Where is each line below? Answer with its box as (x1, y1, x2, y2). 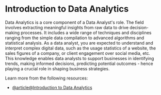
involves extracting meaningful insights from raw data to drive (5, 24, 129, 30)
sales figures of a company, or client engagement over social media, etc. (5, 50, 150, 56)
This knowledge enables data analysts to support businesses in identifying (5, 55, 154, 61)
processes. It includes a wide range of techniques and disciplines (20, 30, 152, 35)
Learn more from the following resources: (5, 75, 88, 81)
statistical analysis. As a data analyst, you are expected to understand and (5, 40, 154, 46)
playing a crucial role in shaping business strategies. (5, 65, 110, 71)
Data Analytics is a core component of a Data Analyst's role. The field (5, 19, 144, 25)
